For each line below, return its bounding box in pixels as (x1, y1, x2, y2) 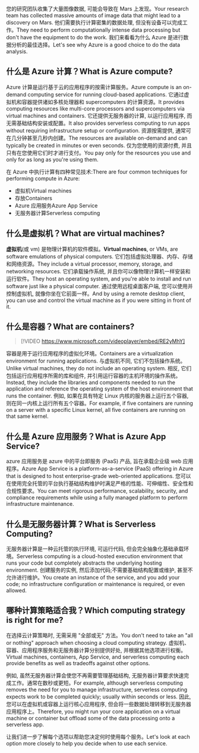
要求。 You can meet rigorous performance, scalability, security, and (21, 487, 188, 494)
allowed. (6, 587, 27, 594)
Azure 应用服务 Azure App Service (14, 201, 98, 209)
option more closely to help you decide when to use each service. (6, 739, 168, 747)
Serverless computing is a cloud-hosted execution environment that (17, 553, 183, 560)
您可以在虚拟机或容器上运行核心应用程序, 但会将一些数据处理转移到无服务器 (6, 700, 191, 707)
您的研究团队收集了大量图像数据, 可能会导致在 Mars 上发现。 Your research (6, 5, 189, 12)
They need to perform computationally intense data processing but (17, 26, 181, 33)
